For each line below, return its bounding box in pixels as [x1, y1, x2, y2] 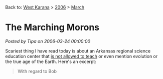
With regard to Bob [17, 68, 57, 74]
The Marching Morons [5, 22, 100, 33]
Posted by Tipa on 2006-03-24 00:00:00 [5, 38, 91, 44]
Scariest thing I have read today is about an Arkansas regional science [5, 47, 151, 54]
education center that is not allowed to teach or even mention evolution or [5, 53, 158, 59]
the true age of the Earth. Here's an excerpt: [5, 58, 96, 64]
